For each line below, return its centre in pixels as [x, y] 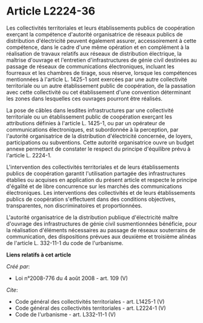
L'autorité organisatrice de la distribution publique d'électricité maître [92, 217]
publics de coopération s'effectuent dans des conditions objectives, [91, 199]
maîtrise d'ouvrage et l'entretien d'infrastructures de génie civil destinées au [101, 60]
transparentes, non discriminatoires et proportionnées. [74, 205]
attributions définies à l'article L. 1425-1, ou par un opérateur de [86, 123]
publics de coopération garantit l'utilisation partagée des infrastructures [96, 173]
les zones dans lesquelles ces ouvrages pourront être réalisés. [84, 99]
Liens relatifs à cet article [39, 255]
